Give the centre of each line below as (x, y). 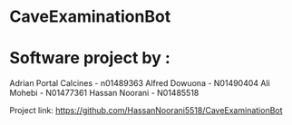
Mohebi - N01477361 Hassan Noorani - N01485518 (104, 93)
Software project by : (90, 58)
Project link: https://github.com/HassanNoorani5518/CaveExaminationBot (146, 111)
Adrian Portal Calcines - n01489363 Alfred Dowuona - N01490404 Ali (140, 83)
